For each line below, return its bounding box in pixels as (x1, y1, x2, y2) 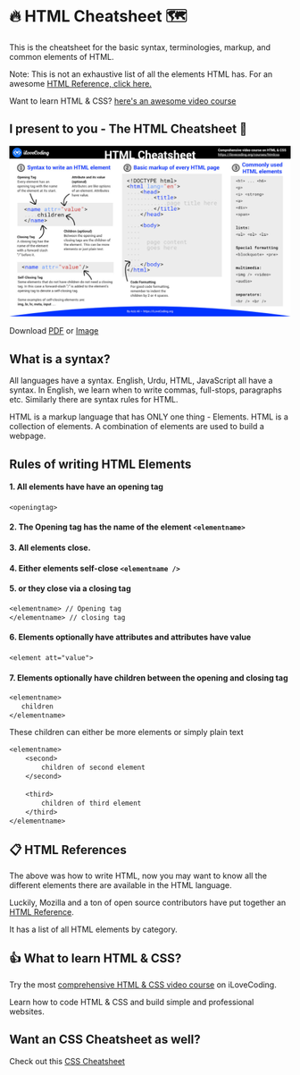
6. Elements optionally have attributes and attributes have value (9, 631, 252, 643)
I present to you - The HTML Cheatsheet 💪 (9, 122, 248, 137)
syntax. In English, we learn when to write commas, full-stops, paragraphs (9, 385, 283, 395)
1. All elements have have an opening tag (9, 481, 163, 492)
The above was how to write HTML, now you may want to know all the (9, 870, 268, 881)
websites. (9, 1006, 45, 1017)
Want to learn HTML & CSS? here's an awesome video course (9, 95, 237, 106)
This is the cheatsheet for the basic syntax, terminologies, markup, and (9, 41, 271, 53)
